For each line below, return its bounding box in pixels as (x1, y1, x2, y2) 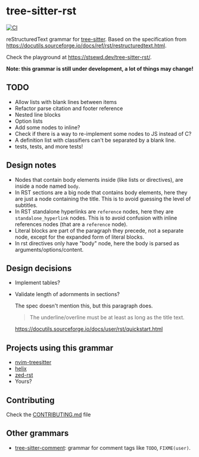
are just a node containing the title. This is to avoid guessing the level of (14, 195, 191, 202)
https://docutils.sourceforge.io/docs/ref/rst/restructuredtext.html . (6, 42, 167, 49)
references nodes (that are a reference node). (14, 220, 128, 228)
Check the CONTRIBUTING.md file (6, 411, 91, 418)
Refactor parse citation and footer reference (14, 105, 123, 112)
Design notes (6, 160, 57, 170)
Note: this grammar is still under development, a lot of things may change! (6, 65, 194, 72)
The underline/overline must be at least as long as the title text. (29, 314, 185, 321)
